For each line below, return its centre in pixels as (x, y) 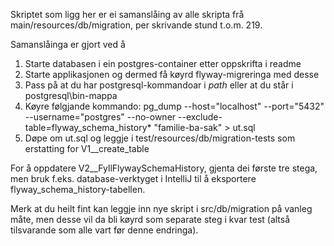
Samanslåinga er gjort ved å (68, 44)
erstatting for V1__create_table (87, 148)
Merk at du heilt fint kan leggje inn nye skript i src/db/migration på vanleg (161, 208)
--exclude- (200, 117)
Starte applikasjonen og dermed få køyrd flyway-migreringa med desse (172, 74)
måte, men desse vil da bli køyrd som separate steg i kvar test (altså (150, 219)
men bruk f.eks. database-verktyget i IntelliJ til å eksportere (133, 178)
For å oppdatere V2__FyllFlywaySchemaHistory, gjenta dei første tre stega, (164, 168)
